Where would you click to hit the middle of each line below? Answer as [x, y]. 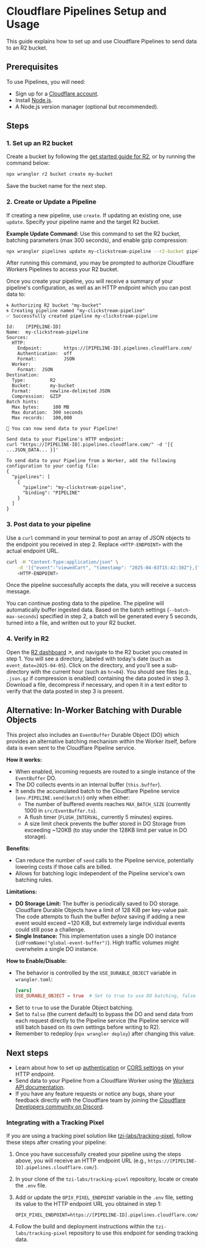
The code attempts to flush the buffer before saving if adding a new [100, 916]
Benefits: [18, 848]
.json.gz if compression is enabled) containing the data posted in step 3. [98, 678]
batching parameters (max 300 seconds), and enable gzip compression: [97, 240]
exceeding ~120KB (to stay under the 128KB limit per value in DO [106, 830]
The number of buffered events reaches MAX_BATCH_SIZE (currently [107, 804]
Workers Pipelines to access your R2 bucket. [63, 269]
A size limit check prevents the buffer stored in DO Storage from [105, 823]
